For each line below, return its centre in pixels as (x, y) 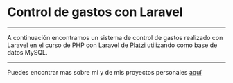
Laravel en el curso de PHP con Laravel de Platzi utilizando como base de (112, 45)
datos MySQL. (27, 52)
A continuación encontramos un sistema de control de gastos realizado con (115, 37)
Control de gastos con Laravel (95, 12)
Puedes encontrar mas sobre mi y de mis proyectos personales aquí (105, 72)
